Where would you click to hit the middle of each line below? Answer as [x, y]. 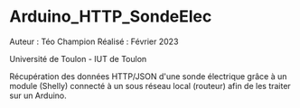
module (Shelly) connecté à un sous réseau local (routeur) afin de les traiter [150, 85]
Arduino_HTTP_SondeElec [111, 17]
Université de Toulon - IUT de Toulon [78, 58]
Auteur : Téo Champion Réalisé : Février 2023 [94, 41]
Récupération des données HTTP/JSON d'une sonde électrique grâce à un [148, 76]
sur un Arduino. [38, 95]
